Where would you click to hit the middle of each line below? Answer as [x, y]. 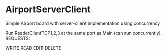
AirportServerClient [48, 9]
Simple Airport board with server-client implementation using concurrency [83, 23]
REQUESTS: [18, 38]
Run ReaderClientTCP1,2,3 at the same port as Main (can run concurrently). [84, 33]
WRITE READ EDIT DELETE [33, 48]
